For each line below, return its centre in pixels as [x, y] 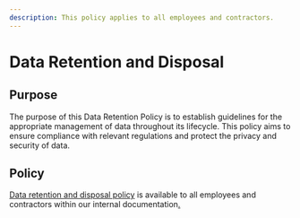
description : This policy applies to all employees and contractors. [142, 17]
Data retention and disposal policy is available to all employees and [133, 195]
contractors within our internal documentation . [95, 205]
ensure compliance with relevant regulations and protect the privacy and [143, 135]
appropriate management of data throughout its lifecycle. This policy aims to [150, 126]
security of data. [39, 145]
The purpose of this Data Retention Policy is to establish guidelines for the [146, 117]
